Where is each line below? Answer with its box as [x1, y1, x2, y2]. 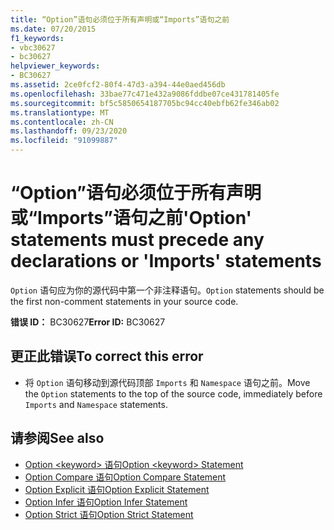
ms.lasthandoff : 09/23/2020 [10, 126, 128, 136]
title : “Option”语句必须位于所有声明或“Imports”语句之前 [10, 14, 230, 25]
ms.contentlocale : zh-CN [10, 117, 114, 127]
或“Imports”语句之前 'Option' [10, 207, 252, 230]
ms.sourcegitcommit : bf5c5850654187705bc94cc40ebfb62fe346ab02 [10, 98, 280, 108]
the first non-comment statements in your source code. [10, 295, 239, 307]
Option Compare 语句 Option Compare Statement [24, 471, 227, 483]
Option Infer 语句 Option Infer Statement [24, 496, 188, 508]
